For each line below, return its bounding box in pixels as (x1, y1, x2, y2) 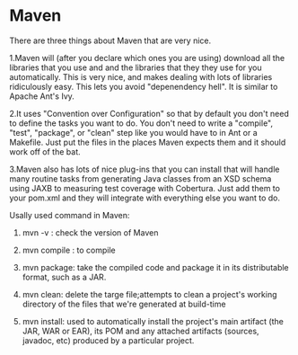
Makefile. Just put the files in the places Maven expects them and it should (9, 137, 286, 147)
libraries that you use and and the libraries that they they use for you (9, 62, 262, 73)
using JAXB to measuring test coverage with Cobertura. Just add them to (9, 182, 281, 193)
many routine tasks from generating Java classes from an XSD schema (9, 173, 272, 184)
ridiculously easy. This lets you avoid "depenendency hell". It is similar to (9, 81, 278, 92)
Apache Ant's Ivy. (9, 91, 74, 102)
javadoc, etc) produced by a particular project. (22, 334, 195, 346)
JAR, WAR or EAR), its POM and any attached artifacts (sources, (22, 325, 259, 336)
